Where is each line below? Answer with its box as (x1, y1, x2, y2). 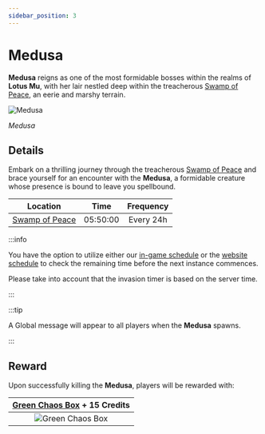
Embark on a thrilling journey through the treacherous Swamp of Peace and (8, 165, 257, 174)
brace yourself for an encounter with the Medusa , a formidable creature (8, 173, 246, 183)
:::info (8, 235, 27, 245)
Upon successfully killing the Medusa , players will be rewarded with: (8, 380, 235, 390)
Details (8, 143, 44, 157)
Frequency (127, 201, 169, 212)
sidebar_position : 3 (8, 11, 77, 20)
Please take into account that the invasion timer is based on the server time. (8, 274, 258, 284)
